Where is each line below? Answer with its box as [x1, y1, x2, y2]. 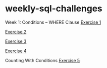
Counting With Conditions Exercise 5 [5, 57, 80, 63]
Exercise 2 [5, 29, 27, 34]
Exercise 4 [5, 48, 27, 54]
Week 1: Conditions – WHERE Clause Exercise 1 [5, 19, 102, 25]
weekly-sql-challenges [5, 3, 103, 14]
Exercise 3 [5, 38, 27, 44]
